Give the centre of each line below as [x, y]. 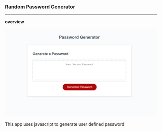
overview [14, 22]
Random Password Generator [40, 7]
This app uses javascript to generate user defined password [65, 124]
